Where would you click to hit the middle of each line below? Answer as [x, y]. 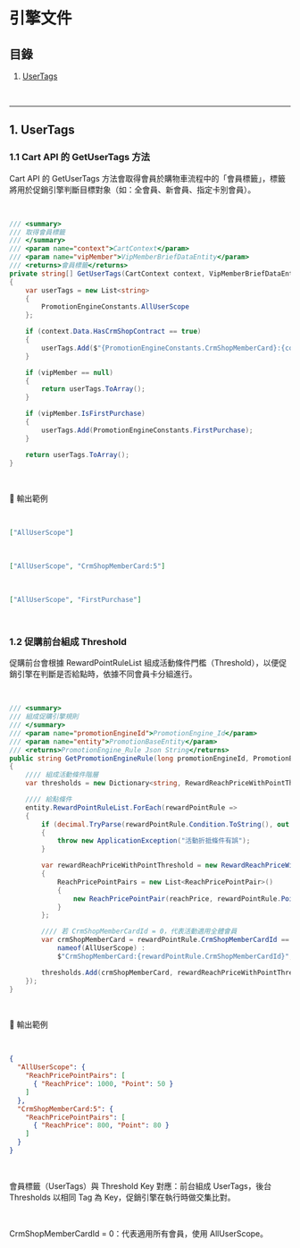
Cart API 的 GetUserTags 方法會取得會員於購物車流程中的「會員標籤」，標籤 [147, 178]
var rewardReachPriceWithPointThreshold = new [129, 866]
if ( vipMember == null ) [70, 372]
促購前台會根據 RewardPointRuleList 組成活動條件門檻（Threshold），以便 [144, 663]
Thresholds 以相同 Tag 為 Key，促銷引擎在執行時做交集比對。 [122, 1197]
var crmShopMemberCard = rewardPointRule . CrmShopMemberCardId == [166, 940]
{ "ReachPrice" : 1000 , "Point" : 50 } [103, 1084]
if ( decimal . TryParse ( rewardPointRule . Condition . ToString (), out [166, 824]
